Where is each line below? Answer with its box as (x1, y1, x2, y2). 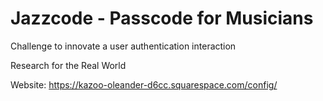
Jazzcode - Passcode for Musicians (10, 7, 314, 30)
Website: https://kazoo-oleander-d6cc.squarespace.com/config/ (10, 78, 278, 91)
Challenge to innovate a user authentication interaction (10, 40, 237, 52)
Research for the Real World (10, 59, 127, 71)
